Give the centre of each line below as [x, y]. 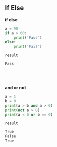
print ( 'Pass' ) [28, 38]
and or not [16, 88]
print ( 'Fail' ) [28, 47]
